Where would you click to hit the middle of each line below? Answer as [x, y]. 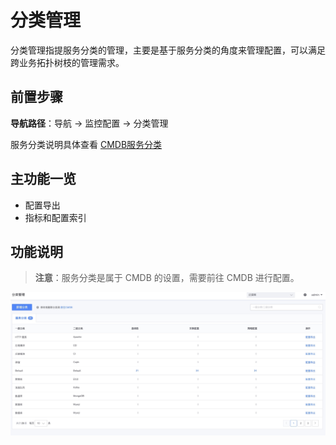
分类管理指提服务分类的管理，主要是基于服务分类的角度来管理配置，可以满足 [168, 50]
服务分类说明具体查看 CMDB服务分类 [86, 144]
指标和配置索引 [55, 217]
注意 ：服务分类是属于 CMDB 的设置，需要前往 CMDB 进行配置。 [167, 278]
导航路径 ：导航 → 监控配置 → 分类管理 [89, 123]
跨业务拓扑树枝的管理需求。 [67, 62]
